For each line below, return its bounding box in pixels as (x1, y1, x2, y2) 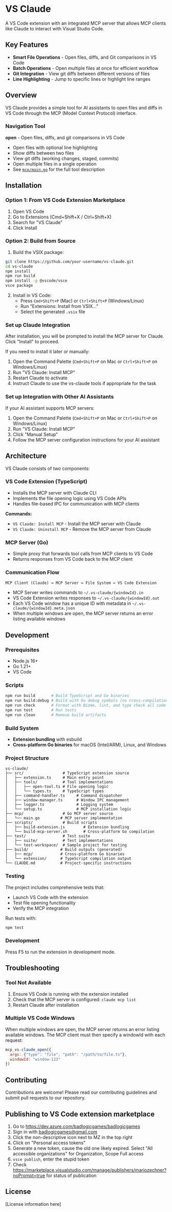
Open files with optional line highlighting (12, 144, 98, 151)
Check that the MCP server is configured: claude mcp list (12, 996, 136, 1002)
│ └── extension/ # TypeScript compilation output (5, 856, 132, 861)
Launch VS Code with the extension (12, 894, 89, 900)
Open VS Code (12, 208, 45, 214)
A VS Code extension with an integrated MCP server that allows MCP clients (5, 20, 166, 26)
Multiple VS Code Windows (5, 1015, 75, 1022)
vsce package (5, 283, 33, 288)
